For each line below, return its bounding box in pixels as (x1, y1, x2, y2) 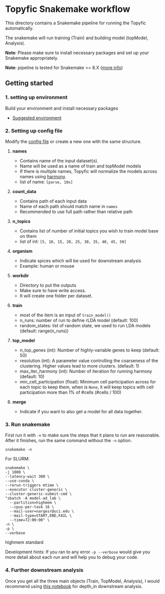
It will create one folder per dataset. (19, 293, 93, 298)
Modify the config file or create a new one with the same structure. (5, 138, 142, 145)
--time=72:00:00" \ (9, 518, 50, 522)
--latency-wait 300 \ (5, 474, 50, 479)
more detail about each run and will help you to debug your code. (5, 554, 139, 560)
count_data (12, 188, 37, 194)
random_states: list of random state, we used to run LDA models (19, 322, 151, 328)
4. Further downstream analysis (5, 567, 84, 574)
